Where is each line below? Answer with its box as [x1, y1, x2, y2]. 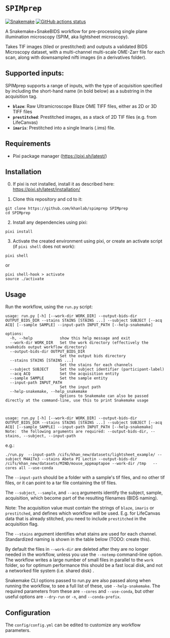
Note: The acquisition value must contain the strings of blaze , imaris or [5, 505, 154, 511]
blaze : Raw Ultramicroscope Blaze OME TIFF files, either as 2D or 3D [12, 103, 157, 109]
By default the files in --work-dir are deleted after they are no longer [5, 546, 149, 552]
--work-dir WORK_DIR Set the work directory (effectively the [10, 340, 149, 346]
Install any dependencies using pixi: [12, 219, 88, 225]
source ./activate [5, 277, 44, 282]
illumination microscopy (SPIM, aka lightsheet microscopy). [5, 33, 129, 40]
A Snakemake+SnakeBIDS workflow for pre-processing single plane [5, 28, 148, 34]
